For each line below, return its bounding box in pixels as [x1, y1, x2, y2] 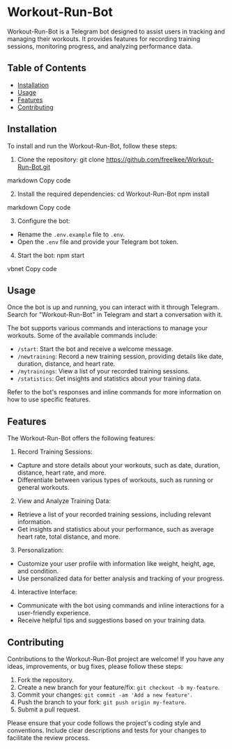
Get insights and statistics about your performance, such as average [17, 525, 215, 534]
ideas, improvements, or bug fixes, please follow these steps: [7, 663, 183, 670]
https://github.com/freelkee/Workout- [105, 155, 215, 164]
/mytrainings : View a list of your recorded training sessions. [17, 367, 190, 376]
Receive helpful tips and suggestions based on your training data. [17, 616, 206, 624]
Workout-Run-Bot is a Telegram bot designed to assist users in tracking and [7, 27, 225, 36]
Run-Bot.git [17, 162, 51, 171]
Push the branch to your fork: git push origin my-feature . [17, 698, 187, 706]
